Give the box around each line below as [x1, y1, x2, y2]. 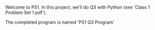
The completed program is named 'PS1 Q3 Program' [5, 19, 114, 25]
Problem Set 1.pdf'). [5, 9, 47, 15]
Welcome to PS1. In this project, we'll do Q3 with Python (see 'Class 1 [5, 4, 150, 10]
